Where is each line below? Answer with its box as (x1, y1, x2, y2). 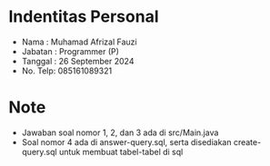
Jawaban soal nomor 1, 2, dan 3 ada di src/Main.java (21, 127, 219, 138)
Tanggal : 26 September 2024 (21, 55, 135, 66)
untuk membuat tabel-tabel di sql (58, 146, 184, 157)
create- (233, 136, 262, 147)
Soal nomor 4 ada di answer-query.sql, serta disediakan (21, 136, 232, 147)
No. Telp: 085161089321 (21, 65, 113, 76)
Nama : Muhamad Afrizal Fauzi (21, 36, 137, 47)
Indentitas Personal (8, 6, 159, 27)
